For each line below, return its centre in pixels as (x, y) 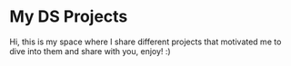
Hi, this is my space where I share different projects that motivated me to (145, 42)
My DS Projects (69, 17)
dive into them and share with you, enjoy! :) (90, 51)
